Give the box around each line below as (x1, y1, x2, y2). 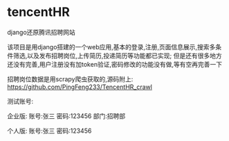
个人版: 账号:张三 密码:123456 (7, 126, 92, 135)
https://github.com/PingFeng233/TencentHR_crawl (7, 83, 152, 91)
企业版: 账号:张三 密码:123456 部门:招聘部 (7, 112, 126, 120)
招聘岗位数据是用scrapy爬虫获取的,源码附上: (7, 74, 134, 83)
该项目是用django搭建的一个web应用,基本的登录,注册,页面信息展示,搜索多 (7, 42, 216, 51)
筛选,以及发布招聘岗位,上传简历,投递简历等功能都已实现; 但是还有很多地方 (12, 51, 223, 60)
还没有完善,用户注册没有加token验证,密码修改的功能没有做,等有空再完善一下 (7, 60, 223, 68)
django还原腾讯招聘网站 (7, 28, 76, 36)
